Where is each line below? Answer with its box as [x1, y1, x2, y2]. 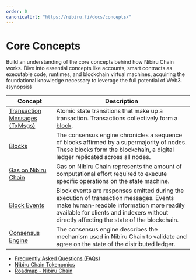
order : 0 [6, 8, 27, 15]
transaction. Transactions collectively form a [56, 115, 178, 123]
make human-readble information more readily [56, 201, 185, 209]
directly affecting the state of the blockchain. [56, 216, 179, 224]
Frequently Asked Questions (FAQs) [14, 255, 101, 262]
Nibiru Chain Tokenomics [14, 261, 75, 268]
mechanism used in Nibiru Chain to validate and [56, 233, 187, 241]
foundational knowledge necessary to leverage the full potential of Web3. [6, 77, 183, 84]
